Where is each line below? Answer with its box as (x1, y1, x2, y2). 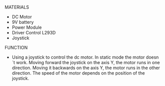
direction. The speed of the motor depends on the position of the (11, 70, 145, 76)
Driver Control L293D (11, 30, 56, 35)
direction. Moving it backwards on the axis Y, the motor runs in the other (11, 65, 160, 71)
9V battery (11, 19, 34, 25)
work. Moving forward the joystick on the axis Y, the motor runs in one (16, 60, 160, 65)
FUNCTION (4, 45, 28, 50)
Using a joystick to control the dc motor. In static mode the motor (11, 54, 145, 60)
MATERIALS (4, 4, 29, 10)
